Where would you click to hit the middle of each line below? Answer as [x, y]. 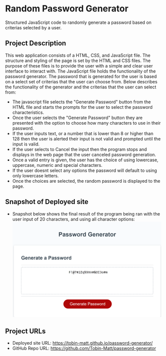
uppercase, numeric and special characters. [57, 165]
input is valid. [26, 144]
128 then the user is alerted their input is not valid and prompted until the [86, 139]
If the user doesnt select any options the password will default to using [84, 170]
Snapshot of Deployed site [47, 202]
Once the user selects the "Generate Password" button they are [77, 118]
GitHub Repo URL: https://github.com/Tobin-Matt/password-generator [84, 348]
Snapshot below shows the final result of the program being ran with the [86, 214]
